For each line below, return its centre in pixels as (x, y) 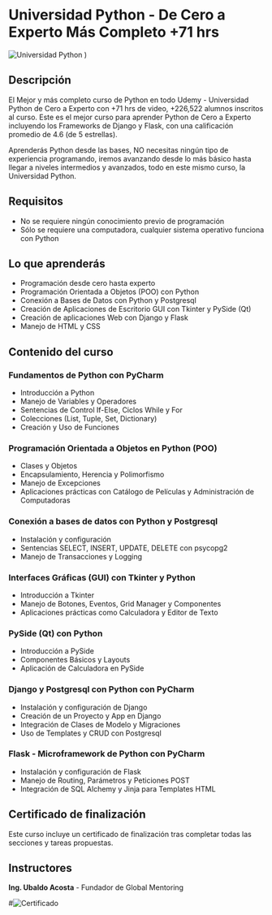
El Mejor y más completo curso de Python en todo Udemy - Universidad (129, 100)
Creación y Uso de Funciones (69, 427)
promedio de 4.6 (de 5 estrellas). (63, 134)
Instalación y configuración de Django (84, 707)
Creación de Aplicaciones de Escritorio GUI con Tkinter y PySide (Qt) (136, 309)
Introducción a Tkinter (57, 595)
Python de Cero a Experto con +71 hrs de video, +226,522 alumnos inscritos (136, 108)
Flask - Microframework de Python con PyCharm (107, 754)
